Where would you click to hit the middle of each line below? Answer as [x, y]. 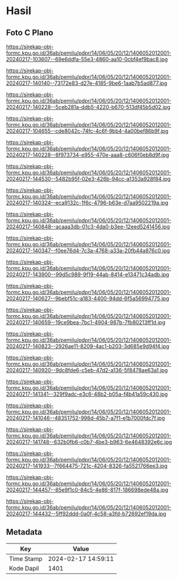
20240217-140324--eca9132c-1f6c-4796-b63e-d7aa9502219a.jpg [87, 203]
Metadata [24, 532]
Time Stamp [26, 559]
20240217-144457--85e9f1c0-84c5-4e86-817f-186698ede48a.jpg [87, 490]
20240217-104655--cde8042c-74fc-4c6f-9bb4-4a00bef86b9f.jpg [87, 131]
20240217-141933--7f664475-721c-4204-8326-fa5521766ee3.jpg [87, 466]
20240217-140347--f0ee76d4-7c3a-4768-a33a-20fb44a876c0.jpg [88, 251]
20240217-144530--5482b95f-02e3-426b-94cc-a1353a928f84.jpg [88, 179]
